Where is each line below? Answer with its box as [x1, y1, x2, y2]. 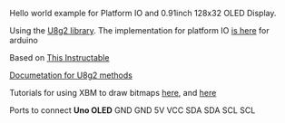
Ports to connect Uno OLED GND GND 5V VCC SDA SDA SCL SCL [9, 105, 256, 116]
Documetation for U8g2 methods [9, 70, 133, 80]
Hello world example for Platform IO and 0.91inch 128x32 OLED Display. [9, 8, 277, 18]
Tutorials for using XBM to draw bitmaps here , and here [9, 88, 217, 98]
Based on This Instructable [9, 52, 110, 62]
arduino [9, 35, 38, 45]
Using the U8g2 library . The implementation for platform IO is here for [9, 25, 270, 35]
